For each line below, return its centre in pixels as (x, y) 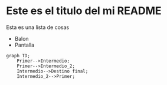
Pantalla (24, 45)
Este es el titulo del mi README (84, 11)
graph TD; (18, 55)
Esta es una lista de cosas (38, 27)
